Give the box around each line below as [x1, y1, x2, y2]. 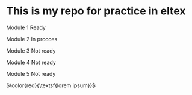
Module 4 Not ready [6, 59, 56, 66]
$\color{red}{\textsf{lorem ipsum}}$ [6, 82, 96, 89]
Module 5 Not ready [6, 70, 56, 77]
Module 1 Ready [6, 24, 46, 31]
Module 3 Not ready [6, 47, 56, 54]
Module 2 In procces [6, 35, 58, 42]
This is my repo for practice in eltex [6, 4, 186, 18]
